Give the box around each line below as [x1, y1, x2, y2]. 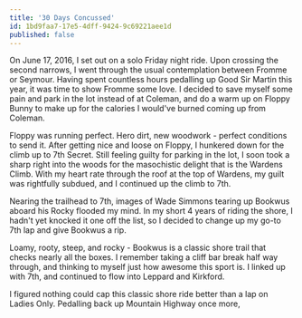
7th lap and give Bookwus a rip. [9, 225, 127, 236]
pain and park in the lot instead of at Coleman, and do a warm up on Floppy [9, 93, 291, 104]
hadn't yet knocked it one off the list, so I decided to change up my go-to [9, 215, 282, 226]
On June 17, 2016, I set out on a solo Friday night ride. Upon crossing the [9, 55, 278, 66]
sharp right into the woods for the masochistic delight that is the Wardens [9, 159, 283, 170]
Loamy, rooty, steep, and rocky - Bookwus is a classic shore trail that [9, 242, 267, 254]
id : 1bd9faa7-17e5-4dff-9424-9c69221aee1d [9, 22, 172, 31]
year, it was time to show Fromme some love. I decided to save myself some [9, 83, 294, 95]
